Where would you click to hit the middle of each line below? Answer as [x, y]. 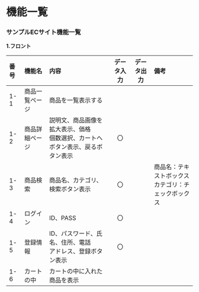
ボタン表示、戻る [73, 147]
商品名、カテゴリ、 [76, 180]
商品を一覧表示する [76, 100]
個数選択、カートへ [76, 138]
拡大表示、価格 [70, 129]
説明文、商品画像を [76, 120]
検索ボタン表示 [70, 189]
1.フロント [19, 46]
